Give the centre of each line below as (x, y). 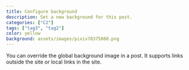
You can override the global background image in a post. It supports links (95, 56)
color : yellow (23, 34)
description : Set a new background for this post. (69, 17)
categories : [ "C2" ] (30, 22)
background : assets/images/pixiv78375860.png (63, 39)
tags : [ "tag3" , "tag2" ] (35, 28)
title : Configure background (42, 11)
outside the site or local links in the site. (54, 62)
